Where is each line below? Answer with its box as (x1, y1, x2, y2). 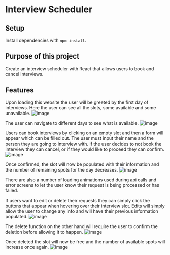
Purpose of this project (5, 52, 80, 61)
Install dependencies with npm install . (5, 37, 86, 43)
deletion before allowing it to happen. (5, 229, 83, 235)
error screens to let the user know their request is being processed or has (5, 182, 160, 188)
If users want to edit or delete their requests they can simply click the (5, 197, 150, 203)
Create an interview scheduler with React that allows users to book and (5, 65, 154, 72)
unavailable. (5, 110, 30, 116)
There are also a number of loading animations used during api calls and (5, 177, 157, 183)
